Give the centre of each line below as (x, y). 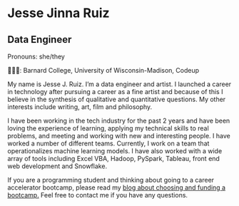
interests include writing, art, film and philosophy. (80, 107)
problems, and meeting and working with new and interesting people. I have (119, 136)
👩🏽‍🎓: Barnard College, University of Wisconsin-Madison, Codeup (103, 70)
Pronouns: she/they (36, 56)
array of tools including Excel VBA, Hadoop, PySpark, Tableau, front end (113, 159)
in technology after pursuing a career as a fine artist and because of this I (115, 92)
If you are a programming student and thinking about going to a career (111, 180)
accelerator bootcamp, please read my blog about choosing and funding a (117, 187)
